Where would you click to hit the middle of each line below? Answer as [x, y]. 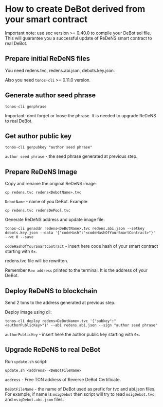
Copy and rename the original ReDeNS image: [51, 184]
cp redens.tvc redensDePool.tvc [38, 211]
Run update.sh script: [26, 361]
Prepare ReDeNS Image [41, 172]
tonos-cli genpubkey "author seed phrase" [49, 148]
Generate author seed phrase [50, 96]
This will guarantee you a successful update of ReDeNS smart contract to [79, 38]
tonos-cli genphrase [26, 107]
